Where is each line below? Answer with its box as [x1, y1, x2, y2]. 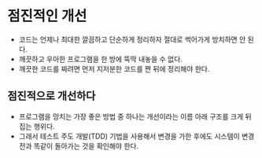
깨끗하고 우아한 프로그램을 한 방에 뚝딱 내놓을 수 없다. [18, 54, 183, 64]
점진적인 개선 [7, 7, 87, 25]
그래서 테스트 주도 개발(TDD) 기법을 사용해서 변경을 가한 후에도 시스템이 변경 [18, 131, 255, 141]
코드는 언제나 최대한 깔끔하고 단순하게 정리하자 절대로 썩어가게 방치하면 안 [18, 35, 246, 44]
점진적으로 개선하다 [7, 90, 96, 103]
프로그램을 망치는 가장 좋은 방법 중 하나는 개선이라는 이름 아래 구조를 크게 [18, 112, 244, 121]
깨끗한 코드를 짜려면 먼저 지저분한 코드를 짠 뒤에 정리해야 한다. [18, 64, 210, 73]
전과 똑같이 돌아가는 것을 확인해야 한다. [18, 141, 139, 150]
